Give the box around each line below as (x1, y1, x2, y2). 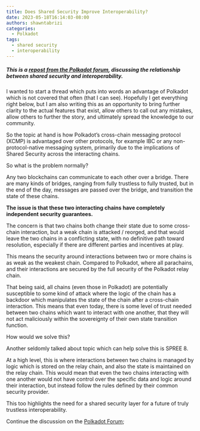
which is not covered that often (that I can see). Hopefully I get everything (6, 94, 188, 101)
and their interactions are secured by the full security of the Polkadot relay (6, 265, 189, 272)
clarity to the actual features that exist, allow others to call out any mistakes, (6, 107, 193, 114)
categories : (6, 25, 36, 32)
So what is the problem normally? (6, 162, 88, 169)
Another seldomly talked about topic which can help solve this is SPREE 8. (6, 345, 189, 352)
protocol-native (6, 144, 44, 151)
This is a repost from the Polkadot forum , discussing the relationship (6, 66, 181, 74)
